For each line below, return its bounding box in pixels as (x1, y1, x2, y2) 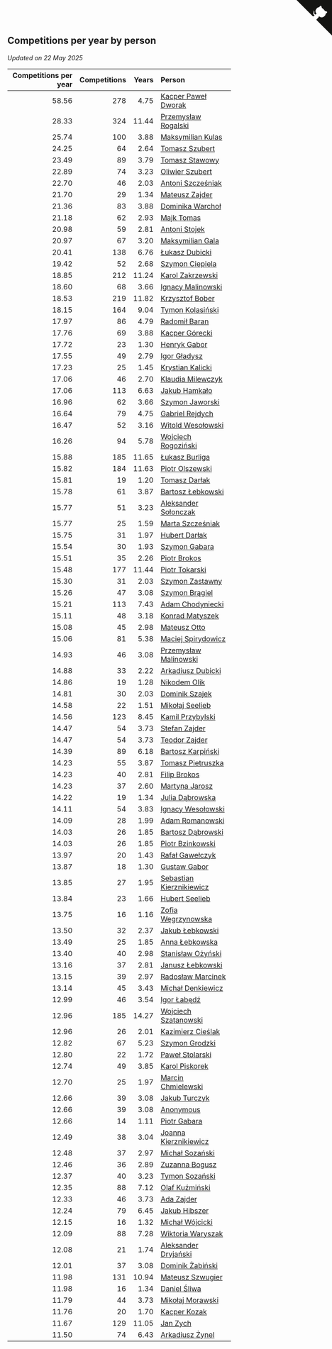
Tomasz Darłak (160, 475, 211, 485)
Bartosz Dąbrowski (160, 827, 223, 837)
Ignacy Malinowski (160, 282, 223, 292)
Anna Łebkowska (160, 937, 218, 947)
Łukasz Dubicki (160, 247, 212, 257)
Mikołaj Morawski (160, 1295, 219, 1305)
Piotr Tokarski (160, 565, 207, 574)
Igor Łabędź (160, 994, 201, 1004)
